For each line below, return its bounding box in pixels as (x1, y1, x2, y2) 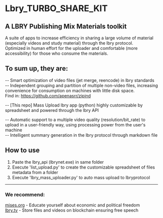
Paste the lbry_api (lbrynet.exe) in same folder (12, 159, 104, 165)
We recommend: (5, 191, 45, 198)
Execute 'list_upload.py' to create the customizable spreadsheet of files (12, 164, 155, 170)
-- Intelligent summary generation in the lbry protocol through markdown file (5, 132, 158, 138)
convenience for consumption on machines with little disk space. (5, 88, 135, 93)
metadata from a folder (12, 169, 58, 175)
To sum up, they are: (5, 64, 68, 73)
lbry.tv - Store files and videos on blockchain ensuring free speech (5, 207, 139, 213)
